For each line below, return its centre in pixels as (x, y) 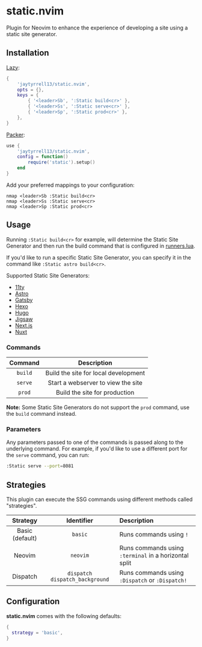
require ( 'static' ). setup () (62, 163)
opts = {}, (31, 90)
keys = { (28, 95)
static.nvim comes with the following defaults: (64, 616)
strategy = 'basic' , (37, 633)
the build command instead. (41, 413)
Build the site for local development (95, 372)
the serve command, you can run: (48, 455)
